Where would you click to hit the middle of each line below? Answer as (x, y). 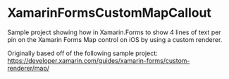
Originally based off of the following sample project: (82, 53)
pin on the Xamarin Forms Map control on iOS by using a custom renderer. (115, 39)
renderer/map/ (28, 68)
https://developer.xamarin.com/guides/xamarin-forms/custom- (99, 60)
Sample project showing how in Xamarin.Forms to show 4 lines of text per (114, 32)
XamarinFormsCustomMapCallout (109, 13)
